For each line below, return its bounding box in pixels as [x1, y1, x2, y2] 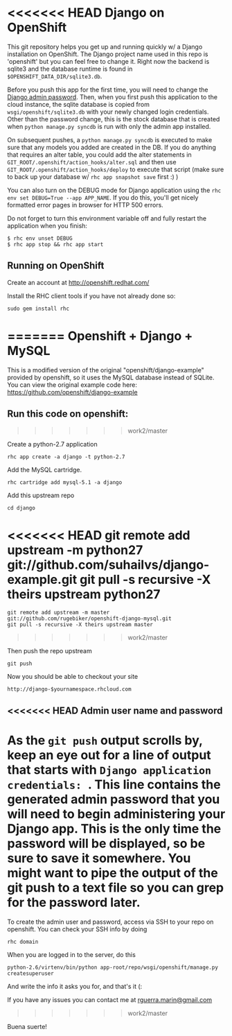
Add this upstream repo [7, 491, 75, 499]
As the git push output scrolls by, [7, 733, 203, 748]
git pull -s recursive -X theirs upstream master [7, 621, 154, 628]
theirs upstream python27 [7, 586, 161, 602]
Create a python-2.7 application [7, 440, 98, 448]
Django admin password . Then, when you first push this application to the [7, 92, 218, 101]
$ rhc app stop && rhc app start [7, 241, 104, 248]
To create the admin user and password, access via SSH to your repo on [7, 917, 214, 926]
